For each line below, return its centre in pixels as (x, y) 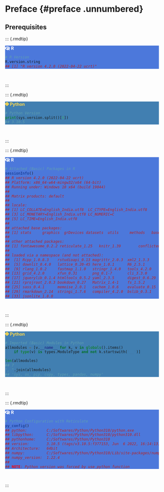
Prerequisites (26, 27)
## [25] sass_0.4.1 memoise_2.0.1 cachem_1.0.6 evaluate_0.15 (81, 287)
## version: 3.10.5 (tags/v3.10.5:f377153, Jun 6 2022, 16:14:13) (83, 444)
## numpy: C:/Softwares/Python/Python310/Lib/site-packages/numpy (84, 453)
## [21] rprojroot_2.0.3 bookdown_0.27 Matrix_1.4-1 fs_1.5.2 (75, 283)
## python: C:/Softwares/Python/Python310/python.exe (70, 430)
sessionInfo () (20, 174)
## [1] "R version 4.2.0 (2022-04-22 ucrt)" (51, 66)
